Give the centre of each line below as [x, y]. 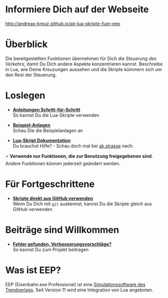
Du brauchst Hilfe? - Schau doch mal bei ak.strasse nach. [73, 146]
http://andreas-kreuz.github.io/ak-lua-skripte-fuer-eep [63, 24]
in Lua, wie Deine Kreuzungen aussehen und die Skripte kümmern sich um [84, 69]
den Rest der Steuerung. [31, 75]
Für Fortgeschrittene [50, 184]
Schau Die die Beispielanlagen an [48, 130]
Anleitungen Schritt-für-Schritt [46, 110]
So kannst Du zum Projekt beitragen [51, 249]
